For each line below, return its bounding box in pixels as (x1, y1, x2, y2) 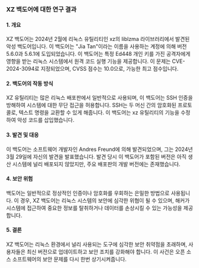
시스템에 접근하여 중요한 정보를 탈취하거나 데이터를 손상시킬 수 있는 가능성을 (6, 204, 182, 212)
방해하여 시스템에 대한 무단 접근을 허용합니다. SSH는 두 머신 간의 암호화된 (6, 102, 177, 109)
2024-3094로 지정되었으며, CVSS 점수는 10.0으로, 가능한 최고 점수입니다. (6, 65, 179, 72)
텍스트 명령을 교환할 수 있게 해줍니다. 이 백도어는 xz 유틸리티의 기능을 (18, 109, 180, 116)
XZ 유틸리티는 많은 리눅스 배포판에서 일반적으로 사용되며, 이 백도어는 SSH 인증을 (6, 94, 193, 102)
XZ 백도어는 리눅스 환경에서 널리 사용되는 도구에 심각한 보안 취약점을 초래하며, (6, 241, 187, 248)
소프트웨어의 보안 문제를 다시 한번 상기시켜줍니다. (12, 256, 127, 263)
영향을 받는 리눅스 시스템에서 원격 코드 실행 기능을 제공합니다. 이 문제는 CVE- (6, 58, 185, 65)
